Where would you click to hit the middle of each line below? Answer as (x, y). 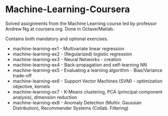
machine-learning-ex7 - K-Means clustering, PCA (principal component (88, 92)
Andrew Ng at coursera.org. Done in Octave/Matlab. (60, 28)
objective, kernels (31, 86)
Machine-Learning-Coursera (68, 9)
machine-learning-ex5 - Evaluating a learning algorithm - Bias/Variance (88, 70)
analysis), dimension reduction (45, 97)
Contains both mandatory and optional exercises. (57, 39)
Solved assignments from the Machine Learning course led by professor (81, 23)
